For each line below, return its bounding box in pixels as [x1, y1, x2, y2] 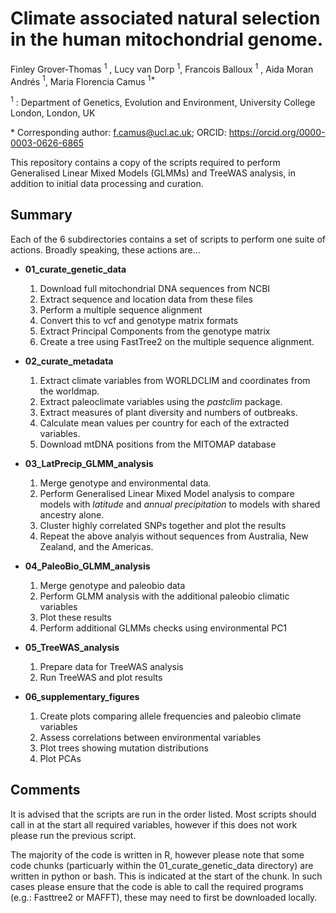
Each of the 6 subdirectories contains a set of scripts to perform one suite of [10, 233, 326, 245]
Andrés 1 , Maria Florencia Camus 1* [10, 73, 156, 87]
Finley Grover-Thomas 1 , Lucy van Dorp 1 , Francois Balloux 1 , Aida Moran [10, 61, 314, 75]
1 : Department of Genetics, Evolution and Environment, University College [10, 95, 316, 108]
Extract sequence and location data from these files [39, 293, 253, 305]
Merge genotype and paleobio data [39, 579, 186, 591]
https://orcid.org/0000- [228, 126, 326, 138]
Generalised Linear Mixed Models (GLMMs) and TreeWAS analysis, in [10, 167, 296, 179]
